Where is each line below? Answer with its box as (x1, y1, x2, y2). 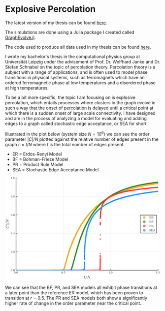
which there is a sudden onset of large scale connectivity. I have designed (5, 110, 156, 116)
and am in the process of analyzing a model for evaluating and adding (5, 115, 147, 121)
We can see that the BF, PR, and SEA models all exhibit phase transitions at (5, 284, 158, 291)
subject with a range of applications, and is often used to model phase (5, 69, 148, 75)
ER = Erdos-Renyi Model (12, 151, 63, 157)
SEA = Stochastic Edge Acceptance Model (12, 166, 99, 173)
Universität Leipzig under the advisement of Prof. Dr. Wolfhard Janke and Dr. (5, 59, 161, 64)
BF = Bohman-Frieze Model (12, 156, 68, 162)
